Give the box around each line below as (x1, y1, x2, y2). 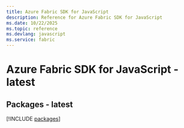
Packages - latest (6, 99, 73, 109)
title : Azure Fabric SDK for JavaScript (6, 8, 109, 15)
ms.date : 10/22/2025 (6, 20, 58, 26)
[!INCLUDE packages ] (6, 115, 61, 122)
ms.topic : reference (6, 25, 58, 32)
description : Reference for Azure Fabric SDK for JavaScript (6, 14, 163, 20)
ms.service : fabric (6, 37, 55, 43)
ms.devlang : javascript (6, 31, 66, 37)
